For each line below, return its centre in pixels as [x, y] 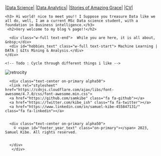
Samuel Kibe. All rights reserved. [41, 132]
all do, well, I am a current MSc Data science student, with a [72, 21]
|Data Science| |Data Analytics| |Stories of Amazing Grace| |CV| [69, 8]
